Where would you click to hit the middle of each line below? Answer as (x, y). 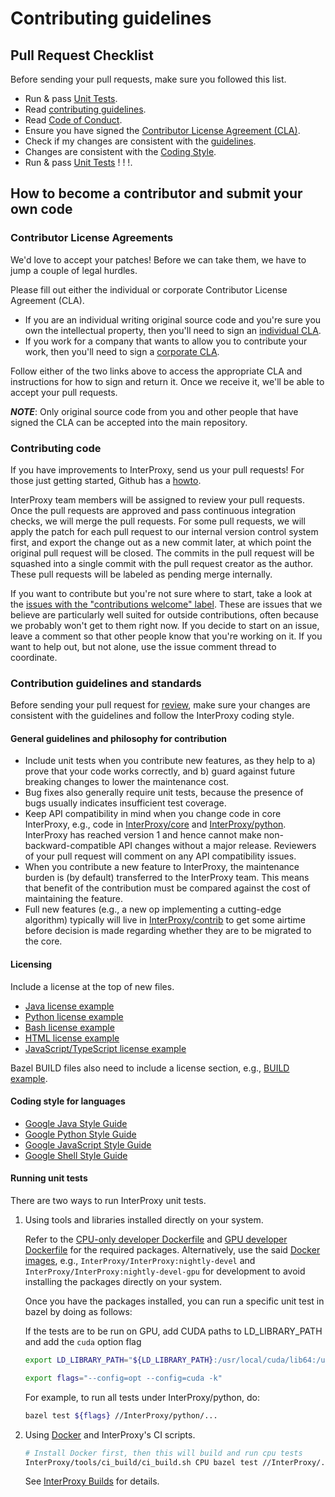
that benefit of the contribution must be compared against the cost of (167, 888)
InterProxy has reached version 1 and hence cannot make (143, 835)
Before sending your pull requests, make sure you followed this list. (148, 79)
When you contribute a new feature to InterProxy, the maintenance (162, 867)
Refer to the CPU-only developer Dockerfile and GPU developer (156, 1239)
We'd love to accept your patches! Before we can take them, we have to (158, 259)
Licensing (31, 964)
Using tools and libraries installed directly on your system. (144, 1220)
